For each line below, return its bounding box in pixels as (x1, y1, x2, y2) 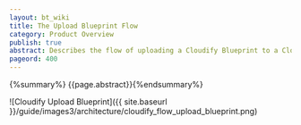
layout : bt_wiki (9, 12, 70, 22)
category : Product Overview (9, 29, 115, 38)
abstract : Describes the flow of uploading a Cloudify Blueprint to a (9, 46, 279, 55)
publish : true (9, 37, 63, 47)
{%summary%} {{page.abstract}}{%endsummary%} (9, 79, 203, 89)
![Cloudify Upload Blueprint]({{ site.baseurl (9, 96, 168, 107)
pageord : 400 (9, 54, 58, 63)
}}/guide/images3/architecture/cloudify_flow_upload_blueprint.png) (9, 106, 258, 116)
